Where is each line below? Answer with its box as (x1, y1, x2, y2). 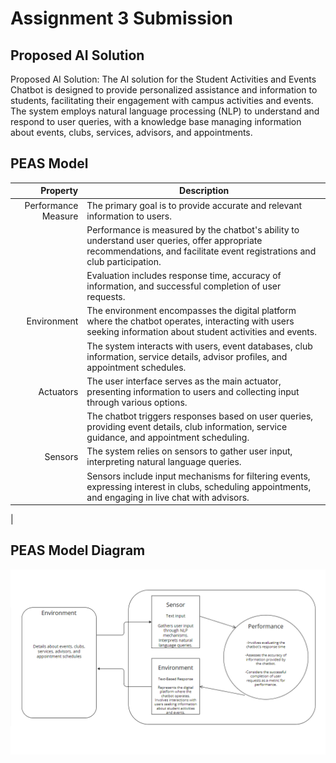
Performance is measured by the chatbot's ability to (86, 223, 300, 236)
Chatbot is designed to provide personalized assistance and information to (10, 84, 318, 96)
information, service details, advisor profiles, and (86, 350, 288, 362)
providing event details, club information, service (86, 421, 288, 433)
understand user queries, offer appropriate (86, 234, 263, 246)
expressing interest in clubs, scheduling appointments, (86, 480, 312, 492)
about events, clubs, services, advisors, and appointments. (10, 127, 253, 138)
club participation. (86, 255, 162, 267)
